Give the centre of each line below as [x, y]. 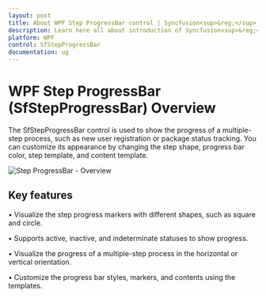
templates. [25, 285]
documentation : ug [38, 52]
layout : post [30, 15]
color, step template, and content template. [78, 155]
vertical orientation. [40, 262]
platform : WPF [32, 38]
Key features [40, 196]
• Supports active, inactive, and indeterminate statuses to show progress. [128, 238]
